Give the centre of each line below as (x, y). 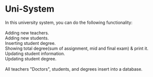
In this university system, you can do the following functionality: (69, 22)
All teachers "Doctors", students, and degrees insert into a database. (74, 69)
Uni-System (30, 9)
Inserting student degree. (30, 43)
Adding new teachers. (27, 33)
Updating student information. (35, 53)
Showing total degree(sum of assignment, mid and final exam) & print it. (77, 48)
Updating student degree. (31, 58)
